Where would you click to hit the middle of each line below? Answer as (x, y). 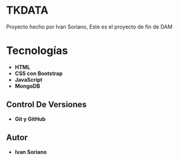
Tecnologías (37, 51)
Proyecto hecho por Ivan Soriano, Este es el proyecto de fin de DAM (89, 27)
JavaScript (28, 79)
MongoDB (27, 86)
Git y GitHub (30, 119)
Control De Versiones (47, 105)
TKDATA (27, 10)
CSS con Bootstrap (39, 73)
